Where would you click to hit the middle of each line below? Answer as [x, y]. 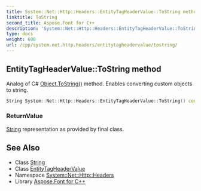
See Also [23, 148]
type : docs [20, 34]
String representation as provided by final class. [65, 129]
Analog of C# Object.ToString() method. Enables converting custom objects [99, 84]
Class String [30, 162]
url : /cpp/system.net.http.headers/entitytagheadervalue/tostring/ [92, 45]
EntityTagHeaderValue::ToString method [84, 69]
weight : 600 [21, 39]
